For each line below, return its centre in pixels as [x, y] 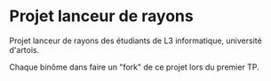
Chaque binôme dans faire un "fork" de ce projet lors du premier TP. [134, 67]
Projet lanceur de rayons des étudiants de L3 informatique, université [135, 40]
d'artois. [24, 49]
